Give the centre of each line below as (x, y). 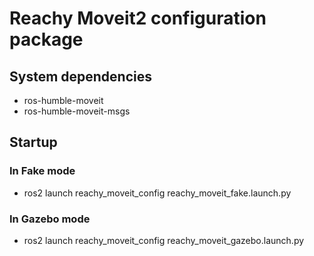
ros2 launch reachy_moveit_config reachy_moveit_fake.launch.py (157, 193)
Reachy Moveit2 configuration (138, 18)
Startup (33, 142)
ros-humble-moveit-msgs (77, 111)
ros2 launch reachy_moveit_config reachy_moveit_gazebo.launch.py (164, 240)
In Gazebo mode (50, 219)
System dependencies (80, 76)
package (46, 39)
